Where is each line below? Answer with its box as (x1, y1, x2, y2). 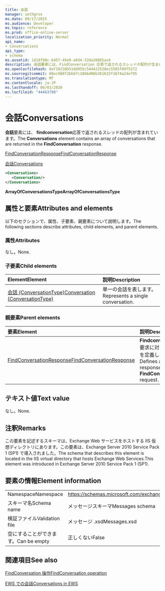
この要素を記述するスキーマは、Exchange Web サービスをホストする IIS (5, 438, 151, 444)
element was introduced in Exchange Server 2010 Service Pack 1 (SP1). (5, 461, 149, 467)
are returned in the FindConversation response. (5, 141, 103, 147)
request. (139, 376, 159, 383)
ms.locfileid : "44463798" (5, 90, 58, 94)
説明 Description (102, 277, 141, 283)
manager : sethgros (5, 12, 43, 17)
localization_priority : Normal (5, 35, 69, 40)
